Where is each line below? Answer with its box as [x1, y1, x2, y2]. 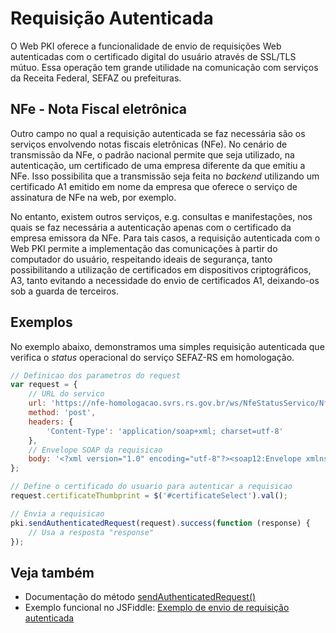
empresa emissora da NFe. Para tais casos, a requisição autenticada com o [10, 232, 321, 244]
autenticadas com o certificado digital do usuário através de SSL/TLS [10, 50, 297, 62]
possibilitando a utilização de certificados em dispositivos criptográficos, [10, 263, 312, 276]
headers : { [28, 417, 74, 427]
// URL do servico [28, 389, 105, 399]
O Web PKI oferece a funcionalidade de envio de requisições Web [10, 40, 282, 52]
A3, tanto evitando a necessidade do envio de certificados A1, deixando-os [10, 274, 320, 286]
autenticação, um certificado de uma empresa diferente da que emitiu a [10, 159, 306, 171]
